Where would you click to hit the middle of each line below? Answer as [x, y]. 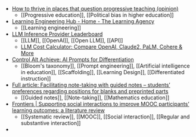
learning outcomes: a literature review [58, 110]
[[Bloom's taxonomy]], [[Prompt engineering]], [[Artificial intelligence [105, 66]
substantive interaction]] [51, 123]
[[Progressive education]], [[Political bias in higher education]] [97, 15]
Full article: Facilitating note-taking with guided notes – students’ [91, 85]
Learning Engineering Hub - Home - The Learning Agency [83, 21]
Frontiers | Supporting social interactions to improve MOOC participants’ [100, 104]
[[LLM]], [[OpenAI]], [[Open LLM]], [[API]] [72, 40]
